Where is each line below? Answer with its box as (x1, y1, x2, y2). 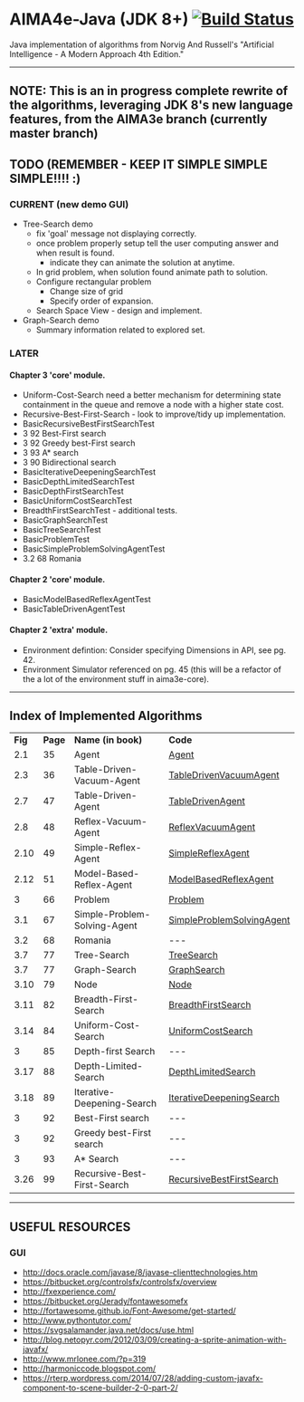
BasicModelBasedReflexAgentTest (22, 594, 151, 605)
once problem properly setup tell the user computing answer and (35, 238, 279, 249)
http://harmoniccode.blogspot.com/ (22, 1363, 157, 1374)
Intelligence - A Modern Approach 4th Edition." (9, 48, 185, 59)
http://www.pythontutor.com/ (22, 1315, 132, 1326)
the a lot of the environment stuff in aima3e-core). (22, 673, 210, 684)
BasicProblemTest (22, 534, 90, 545)
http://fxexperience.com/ (22, 1286, 116, 1297)
